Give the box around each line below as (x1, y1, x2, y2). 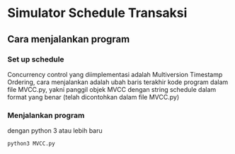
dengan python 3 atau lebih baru (7, 126, 103, 135)
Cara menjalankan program (7, 33, 130, 45)
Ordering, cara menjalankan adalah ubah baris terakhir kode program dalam (7, 78, 229, 86)
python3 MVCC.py (7, 140, 55, 148)
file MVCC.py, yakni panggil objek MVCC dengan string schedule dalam (7, 85, 217, 93)
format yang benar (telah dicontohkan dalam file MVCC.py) (7, 93, 180, 101)
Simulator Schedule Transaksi (7, 5, 188, 21)
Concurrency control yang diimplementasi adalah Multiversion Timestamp (7, 70, 223, 78)
